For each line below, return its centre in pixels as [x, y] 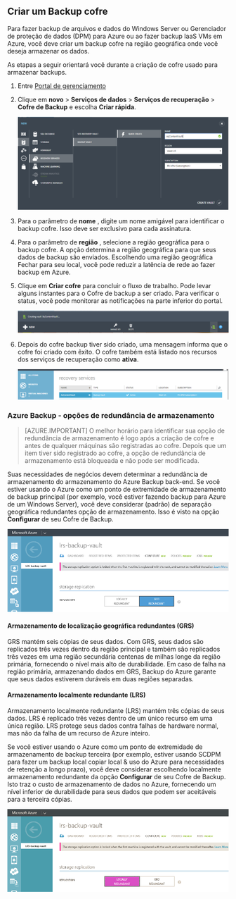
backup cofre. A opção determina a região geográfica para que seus [117, 250]
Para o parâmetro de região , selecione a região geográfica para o [113, 242]
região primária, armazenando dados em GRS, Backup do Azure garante [112, 671]
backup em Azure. [44, 272]
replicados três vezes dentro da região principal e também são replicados [114, 649]
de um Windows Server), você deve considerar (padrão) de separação [110, 504]
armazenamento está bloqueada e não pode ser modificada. [112, 461]
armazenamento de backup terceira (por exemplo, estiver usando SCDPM [114, 754]
